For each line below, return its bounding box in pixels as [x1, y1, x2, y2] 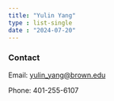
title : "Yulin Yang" [8, 11, 77, 20]
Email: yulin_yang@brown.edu [8, 70, 106, 80]
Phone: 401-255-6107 [8, 85, 79, 95]
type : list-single [8, 19, 73, 27]
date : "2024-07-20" [8, 26, 77, 34]
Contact [8, 52, 40, 63]
